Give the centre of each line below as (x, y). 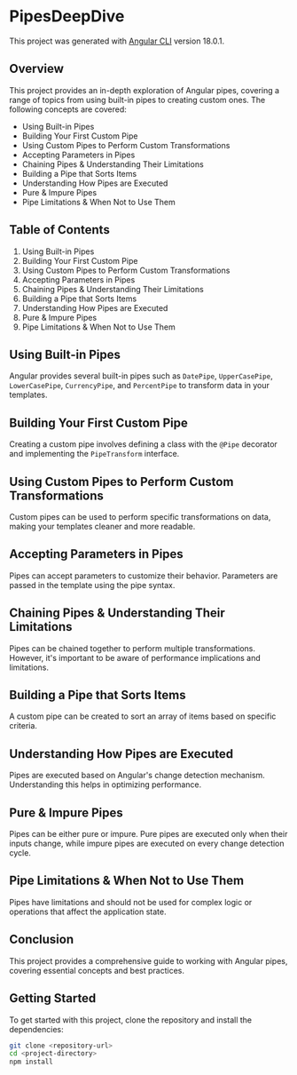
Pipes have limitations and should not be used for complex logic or (131, 902)
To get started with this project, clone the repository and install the (131, 1020)
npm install (31, 1062)
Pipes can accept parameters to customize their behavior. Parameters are (144, 576)
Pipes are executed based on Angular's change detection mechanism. (137, 776)
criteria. (23, 726)
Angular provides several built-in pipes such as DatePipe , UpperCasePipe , (141, 376)
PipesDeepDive (67, 16)
